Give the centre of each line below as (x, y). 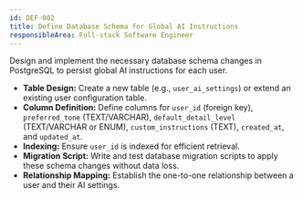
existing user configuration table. (85, 98)
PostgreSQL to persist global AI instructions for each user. (119, 70)
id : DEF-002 (32, 18)
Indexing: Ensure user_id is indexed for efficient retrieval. (131, 146)
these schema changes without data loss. (101, 166)
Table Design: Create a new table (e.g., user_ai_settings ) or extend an (157, 89)
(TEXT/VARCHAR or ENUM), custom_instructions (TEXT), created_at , (153, 127)
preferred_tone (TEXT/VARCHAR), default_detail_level (129, 117)
